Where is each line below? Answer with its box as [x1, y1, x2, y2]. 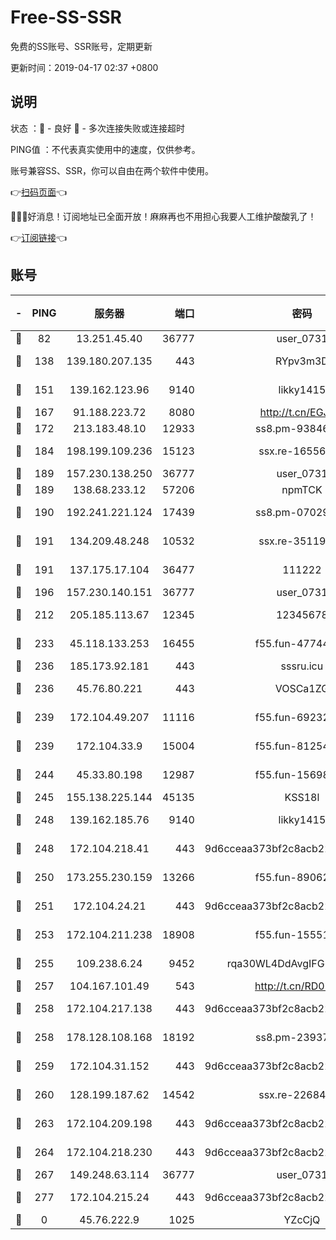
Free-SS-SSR [10, 6, 122, 29]
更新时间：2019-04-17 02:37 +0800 [10, 61, 159, 73]
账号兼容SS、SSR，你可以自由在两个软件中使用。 [10, 164, 214, 176]
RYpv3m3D [274, 354, 329, 368]
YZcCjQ [283, 1212, 321, 1226]
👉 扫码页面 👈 [10, 186, 68, 198]
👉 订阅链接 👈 [10, 231, 68, 243]
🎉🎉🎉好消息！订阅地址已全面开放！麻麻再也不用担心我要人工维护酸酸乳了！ [10, 210, 317, 222]
